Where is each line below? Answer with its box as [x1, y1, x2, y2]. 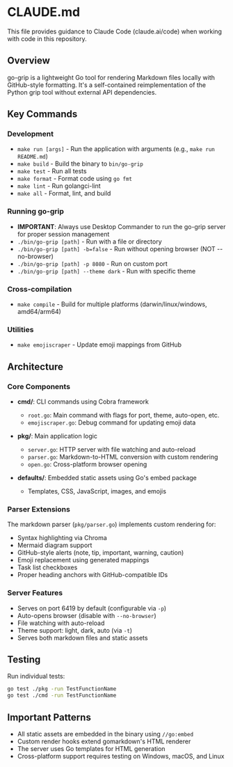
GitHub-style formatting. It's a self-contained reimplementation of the [7, 81, 207, 89]
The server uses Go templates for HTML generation [17, 744, 166, 752]
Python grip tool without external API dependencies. [7, 88, 157, 96]
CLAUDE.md [7, 4, 81, 20]
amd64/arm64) [17, 308, 61, 316]
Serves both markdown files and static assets [17, 633, 148, 642]
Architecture [7, 361, 64, 372]
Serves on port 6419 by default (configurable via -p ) [17, 603, 167, 612]
